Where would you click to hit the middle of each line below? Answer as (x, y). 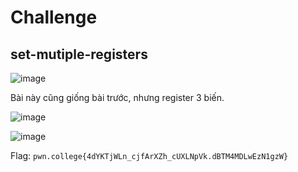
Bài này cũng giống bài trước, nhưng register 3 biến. (117, 97)
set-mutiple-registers (79, 54)
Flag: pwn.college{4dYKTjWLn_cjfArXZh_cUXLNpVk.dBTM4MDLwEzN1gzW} (149, 155)
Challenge (54, 17)
